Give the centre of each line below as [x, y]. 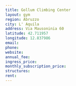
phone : [12, 48]
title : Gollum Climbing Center [38, 10]
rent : [11, 76]
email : [12, 43]
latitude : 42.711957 [27, 33]
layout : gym [18, 15]
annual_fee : [18, 57]
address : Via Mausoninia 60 [35, 29]
